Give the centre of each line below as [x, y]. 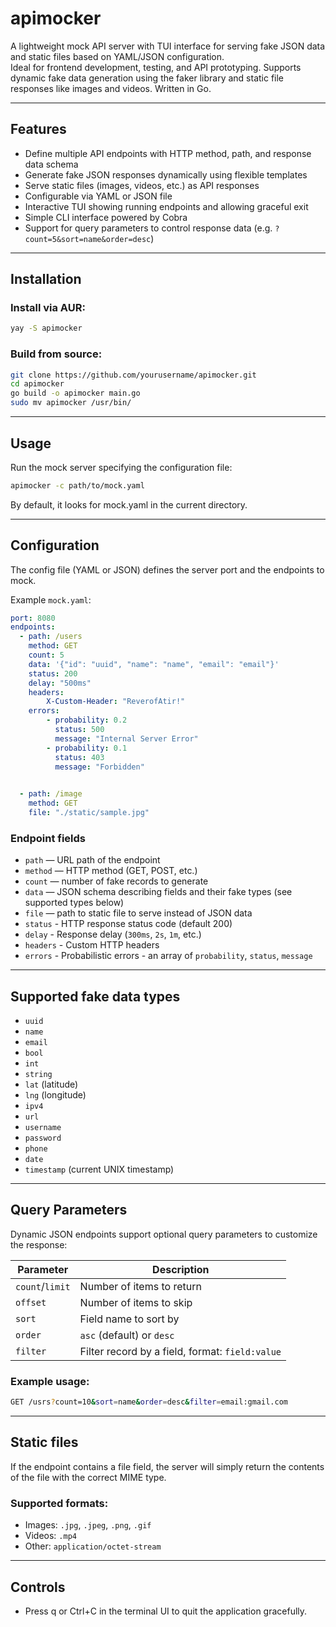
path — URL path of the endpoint [92, 860]
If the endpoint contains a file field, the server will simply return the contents [167, 1466]
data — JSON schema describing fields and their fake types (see [158, 892]
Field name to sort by [129, 1319]
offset [31, 1302]
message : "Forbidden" [99, 767]
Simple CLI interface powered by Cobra [106, 217]
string [38, 1075]
